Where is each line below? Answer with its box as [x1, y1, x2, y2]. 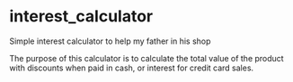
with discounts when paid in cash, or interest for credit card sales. [9, 62, 254, 73]
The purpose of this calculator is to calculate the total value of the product [9, 53, 285, 63]
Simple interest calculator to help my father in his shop [9, 36, 211, 46]
